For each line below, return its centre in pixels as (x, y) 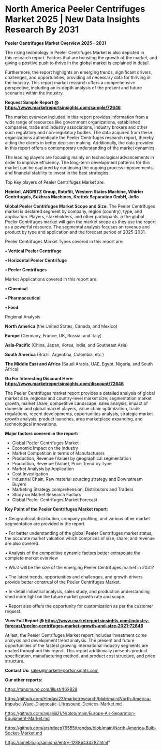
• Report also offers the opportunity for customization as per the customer (79, 606)
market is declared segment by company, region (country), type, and (74, 211)
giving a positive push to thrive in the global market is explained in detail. (77, 63)
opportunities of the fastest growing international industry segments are (77, 645)
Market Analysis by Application (43, 469)
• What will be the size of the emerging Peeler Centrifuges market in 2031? (80, 567)
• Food (12, 307)
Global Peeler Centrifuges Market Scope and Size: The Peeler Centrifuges (80, 206)
